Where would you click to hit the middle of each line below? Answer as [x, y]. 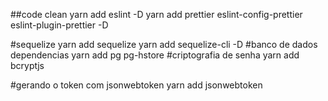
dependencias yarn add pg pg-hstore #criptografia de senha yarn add [155, 55]
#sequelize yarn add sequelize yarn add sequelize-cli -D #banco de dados [164, 44]
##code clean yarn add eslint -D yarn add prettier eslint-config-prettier [156, 14]
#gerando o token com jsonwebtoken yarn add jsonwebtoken [136, 85]
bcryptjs [27, 65]
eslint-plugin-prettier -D [59, 25]
